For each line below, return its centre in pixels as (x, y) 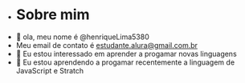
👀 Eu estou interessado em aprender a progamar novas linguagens (126, 53)
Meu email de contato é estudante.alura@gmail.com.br (107, 45)
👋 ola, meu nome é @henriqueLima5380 (83, 37)
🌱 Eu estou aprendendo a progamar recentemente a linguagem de (125, 62)
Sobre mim (53, 15)
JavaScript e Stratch (50, 70)
